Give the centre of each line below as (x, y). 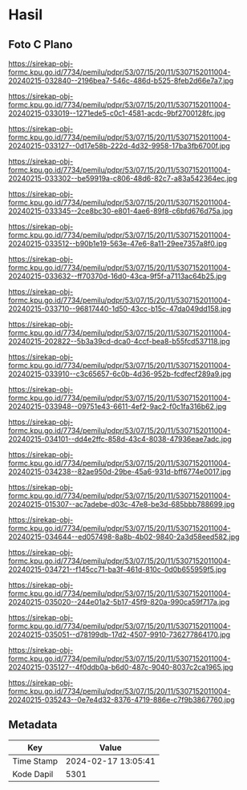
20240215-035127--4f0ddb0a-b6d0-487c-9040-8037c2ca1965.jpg (121, 667)
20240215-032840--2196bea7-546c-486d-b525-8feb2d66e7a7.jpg (121, 81)
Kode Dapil (33, 774)
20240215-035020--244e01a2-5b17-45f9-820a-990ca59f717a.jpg (119, 602)
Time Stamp (35, 761)
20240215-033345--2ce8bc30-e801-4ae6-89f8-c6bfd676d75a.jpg (121, 211)
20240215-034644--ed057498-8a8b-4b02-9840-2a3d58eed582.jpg (124, 537)
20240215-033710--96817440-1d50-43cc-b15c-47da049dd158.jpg (120, 309)
